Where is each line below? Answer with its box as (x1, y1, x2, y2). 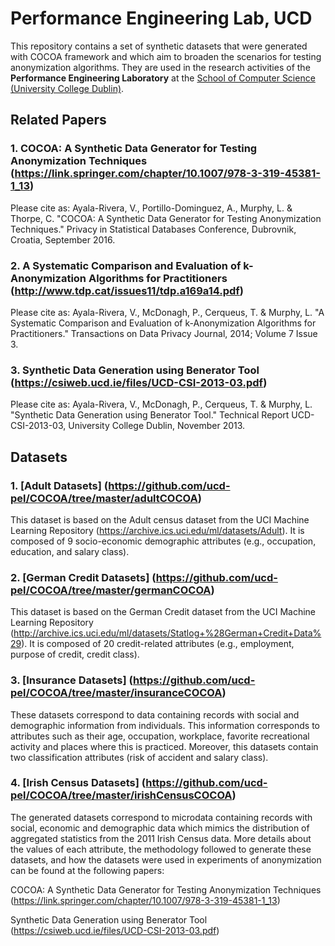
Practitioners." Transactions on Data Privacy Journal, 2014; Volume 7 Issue (10, 327, 318, 339)
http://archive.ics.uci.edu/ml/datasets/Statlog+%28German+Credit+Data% (13, 627, 322, 639)
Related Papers (10, 112, 107, 129)
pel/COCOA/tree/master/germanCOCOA (10, 583, 212, 597)
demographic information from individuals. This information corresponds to (10, 719, 320, 731)
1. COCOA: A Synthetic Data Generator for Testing (10, 142, 258, 156)
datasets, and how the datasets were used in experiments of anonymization (10, 853, 322, 866)
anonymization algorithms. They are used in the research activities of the (10, 61, 311, 73)
